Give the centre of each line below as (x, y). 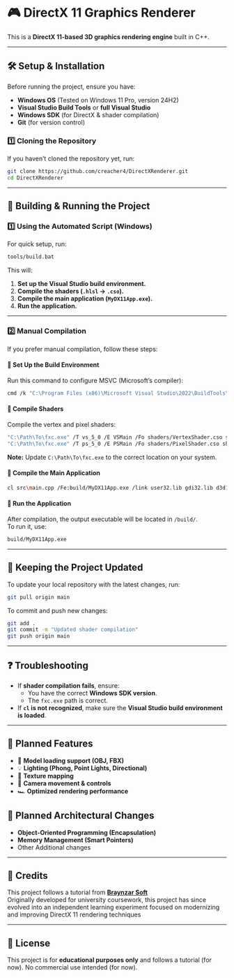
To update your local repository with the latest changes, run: (94, 584)
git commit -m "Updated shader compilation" (73, 630)
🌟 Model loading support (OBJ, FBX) (70, 760)
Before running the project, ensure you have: (71, 86)
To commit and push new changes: (57, 610)
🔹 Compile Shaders (36, 409)
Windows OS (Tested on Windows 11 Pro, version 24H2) (98, 100)
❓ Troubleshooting (48, 665)
